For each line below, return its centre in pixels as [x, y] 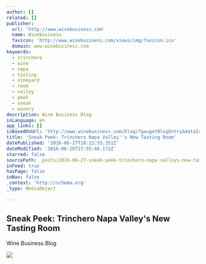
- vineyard [26, 80]
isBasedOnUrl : [25, 132]
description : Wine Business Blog [49, 115]
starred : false [26, 154]
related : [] [21, 18]
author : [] [20, 12]
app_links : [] [25, 126]
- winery [23, 109]
